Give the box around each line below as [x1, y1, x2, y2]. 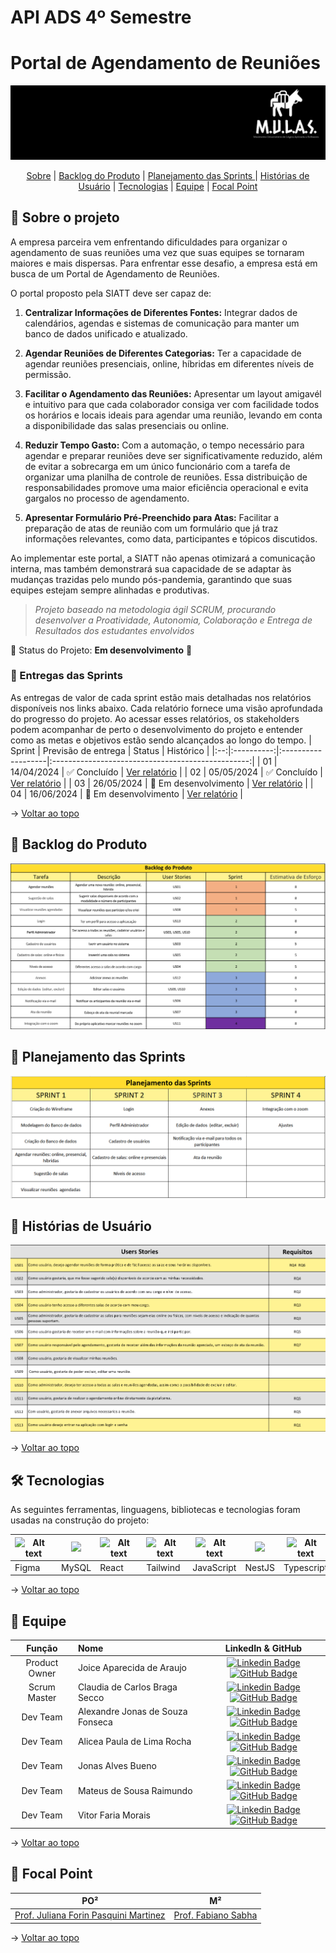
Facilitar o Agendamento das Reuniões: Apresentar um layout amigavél [24, 387, 322, 400]
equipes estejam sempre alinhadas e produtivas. [10, 584, 210, 596]
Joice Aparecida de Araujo [77, 1662, 187, 1674]
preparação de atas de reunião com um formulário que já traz [24, 522, 279, 534]
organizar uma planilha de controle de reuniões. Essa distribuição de [24, 471, 308, 483]
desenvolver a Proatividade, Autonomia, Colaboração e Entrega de [34, 614, 313, 626]
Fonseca [77, 1716, 113, 1728]
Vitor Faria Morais [77, 1809, 151, 1821]
